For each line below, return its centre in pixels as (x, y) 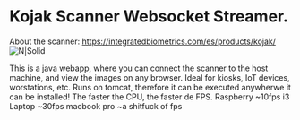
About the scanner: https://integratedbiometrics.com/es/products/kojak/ (142, 41)
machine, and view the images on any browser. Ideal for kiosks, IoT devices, (150, 77)
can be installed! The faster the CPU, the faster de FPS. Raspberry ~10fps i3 (150, 97)
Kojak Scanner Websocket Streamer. (149, 17)
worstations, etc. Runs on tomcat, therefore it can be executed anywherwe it (150, 87)
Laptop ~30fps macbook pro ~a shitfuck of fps (96, 106)
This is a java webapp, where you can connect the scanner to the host (139, 68)
